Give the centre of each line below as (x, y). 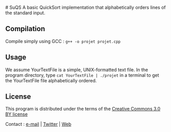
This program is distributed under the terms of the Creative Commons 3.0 (83, 109)
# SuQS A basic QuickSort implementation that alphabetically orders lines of (86, 7)
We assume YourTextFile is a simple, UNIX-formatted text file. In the (77, 70)
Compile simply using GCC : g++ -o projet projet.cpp (63, 41)
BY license (17, 114)
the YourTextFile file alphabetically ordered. (51, 80)
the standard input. (25, 13)
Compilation (25, 29)
